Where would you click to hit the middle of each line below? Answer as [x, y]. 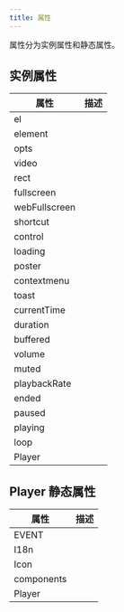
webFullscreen [45, 207]
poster [28, 266]
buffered [32, 340]
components [40, 579]
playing [29, 428]
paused [30, 413]
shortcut [31, 222]
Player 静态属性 [53, 491]
